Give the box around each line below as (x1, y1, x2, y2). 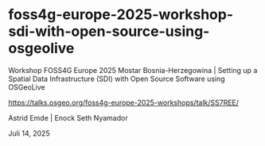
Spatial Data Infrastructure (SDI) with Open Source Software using (8, 74, 225, 83)
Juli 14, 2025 (8, 129, 50, 138)
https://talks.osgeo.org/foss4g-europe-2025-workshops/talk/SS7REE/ (8, 98, 240, 107)
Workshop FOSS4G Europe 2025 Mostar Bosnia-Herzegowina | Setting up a (8, 65, 258, 75)
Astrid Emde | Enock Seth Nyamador (8, 113, 129, 122)
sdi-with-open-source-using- (8, 22, 210, 40)
